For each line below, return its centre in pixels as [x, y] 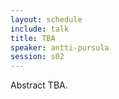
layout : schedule [46, 19]
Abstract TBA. [39, 85]
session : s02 [37, 57]
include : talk [40, 29]
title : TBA [33, 38]
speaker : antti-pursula [60, 47]
